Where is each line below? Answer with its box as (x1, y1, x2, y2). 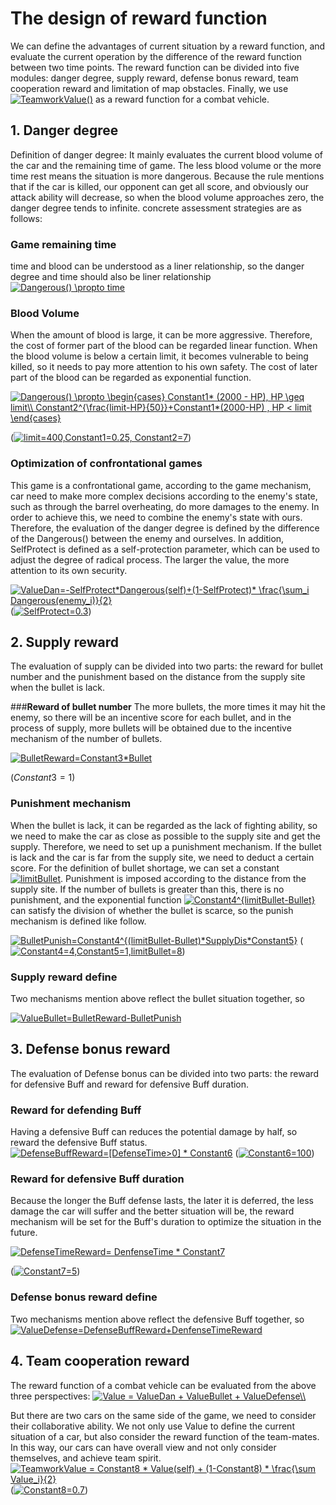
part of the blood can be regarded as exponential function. (10, 372, 252, 384)
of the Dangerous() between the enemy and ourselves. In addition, (10, 532, 285, 544)
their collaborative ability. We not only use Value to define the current (10, 1420, 295, 1432)
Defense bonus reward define (10, 1290, 158, 1304)
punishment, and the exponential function (10, 893, 182, 906)
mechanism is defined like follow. (10, 915, 147, 927)
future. (10, 1227, 38, 1239)
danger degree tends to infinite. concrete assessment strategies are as (10, 202, 302, 214)
